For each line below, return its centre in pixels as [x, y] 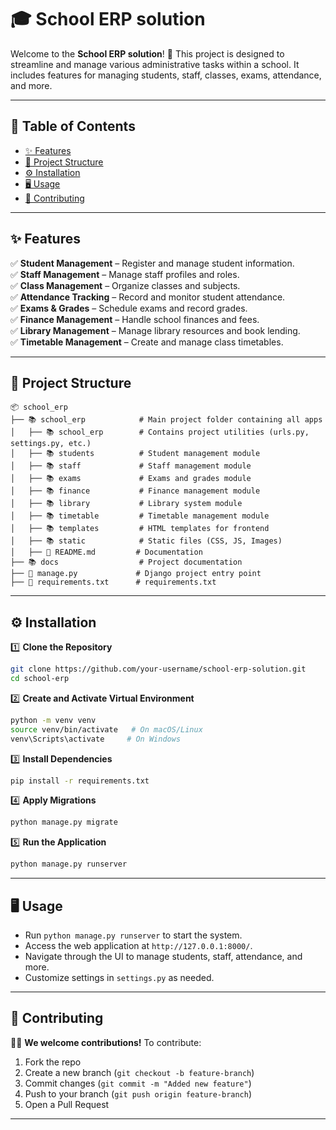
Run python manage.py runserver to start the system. [133, 935]
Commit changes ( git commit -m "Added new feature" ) [138, 1083]
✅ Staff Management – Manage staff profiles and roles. [125, 274]
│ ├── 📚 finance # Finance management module [135, 491]
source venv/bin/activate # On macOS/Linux [106, 729]
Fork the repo [53, 1062]
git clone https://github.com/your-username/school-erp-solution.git [158, 669]
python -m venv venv [53, 720]
